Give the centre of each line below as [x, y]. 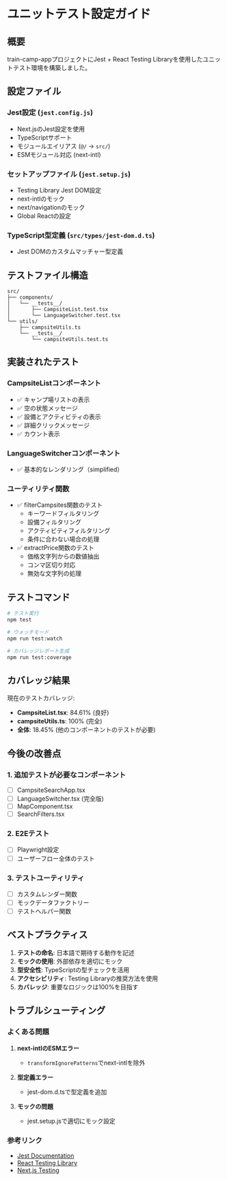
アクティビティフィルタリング [69, 531]
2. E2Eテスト [28, 834]
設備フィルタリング [54, 522]
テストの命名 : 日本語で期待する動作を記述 [76, 952]
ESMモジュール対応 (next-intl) [59, 154]
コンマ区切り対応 [51, 565]
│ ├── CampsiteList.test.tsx [58, 310]
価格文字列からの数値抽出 [63, 556]
